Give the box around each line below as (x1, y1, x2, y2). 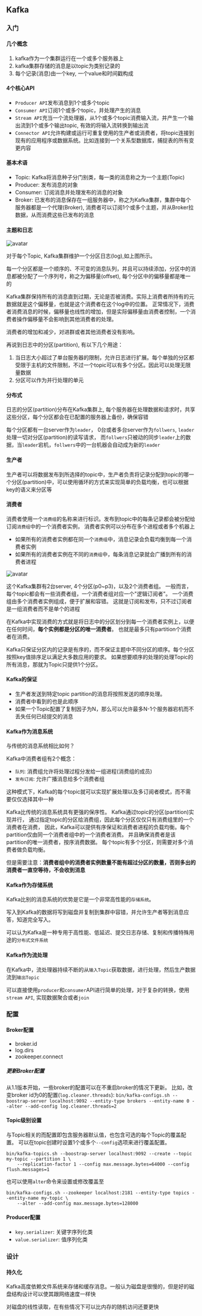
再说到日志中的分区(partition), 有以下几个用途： (6, 341, 123, 349)
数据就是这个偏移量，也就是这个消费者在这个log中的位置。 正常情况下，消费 (6, 300, 195, 308)
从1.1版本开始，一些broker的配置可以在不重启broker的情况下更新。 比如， (6, 1084, 188, 1091)
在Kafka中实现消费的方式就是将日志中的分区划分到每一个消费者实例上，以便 (6, 618, 194, 625)
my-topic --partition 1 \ (6, 1156, 71, 1162)
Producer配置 (6, 1214, 41, 1221)
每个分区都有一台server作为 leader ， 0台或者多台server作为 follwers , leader (6, 426, 195, 433)
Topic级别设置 (6, 1117, 42, 1124)
